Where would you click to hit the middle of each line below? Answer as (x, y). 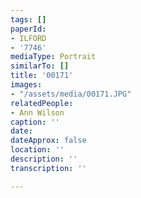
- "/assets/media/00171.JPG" (71, 94)
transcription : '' (48, 168)
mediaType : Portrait (53, 57)
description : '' (44, 159)
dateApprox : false (48, 141)
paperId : (28, 29)
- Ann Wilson (37, 112)
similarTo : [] (40, 66)
